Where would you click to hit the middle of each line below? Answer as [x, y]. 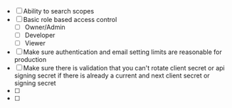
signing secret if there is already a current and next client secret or [112, 76]
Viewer [35, 43]
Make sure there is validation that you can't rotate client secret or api [124, 68]
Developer [40, 36]
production [30, 60]
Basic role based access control [70, 20]
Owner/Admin [45, 27]
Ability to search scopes [59, 11]
